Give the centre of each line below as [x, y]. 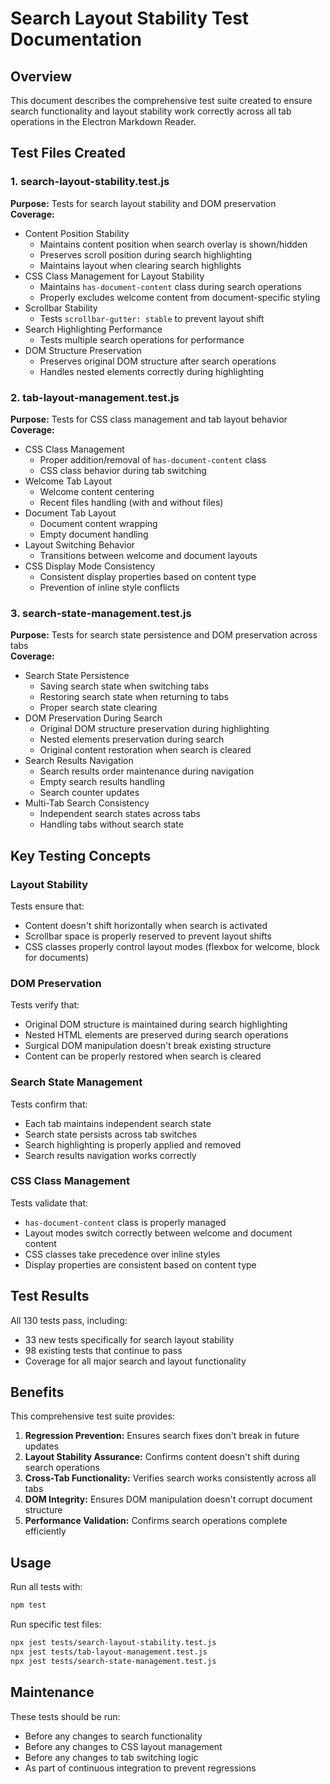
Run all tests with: [46, 1587]
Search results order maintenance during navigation [147, 771]
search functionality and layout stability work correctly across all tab [151, 111]
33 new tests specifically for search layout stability [129, 1339]
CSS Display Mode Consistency [90, 566]
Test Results [50, 1296]
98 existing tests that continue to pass [103, 1350]
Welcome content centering [97, 491]
